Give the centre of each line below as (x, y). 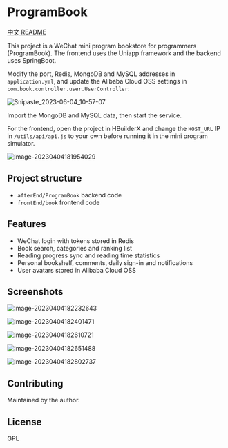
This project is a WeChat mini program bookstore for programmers (102, 46)
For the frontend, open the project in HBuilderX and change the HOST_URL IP (114, 128)
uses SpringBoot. (32, 60)
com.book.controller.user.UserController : (68, 88)
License (25, 422)
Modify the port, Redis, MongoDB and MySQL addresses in (91, 74)
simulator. (21, 143)
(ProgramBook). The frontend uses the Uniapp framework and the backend (114, 53)
